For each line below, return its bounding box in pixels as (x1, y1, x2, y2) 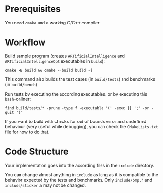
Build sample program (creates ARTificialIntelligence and (5, 53, 125, 59)
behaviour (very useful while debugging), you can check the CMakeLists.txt (5, 123, 158, 129)
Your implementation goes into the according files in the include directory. (5, 162, 155, 168)
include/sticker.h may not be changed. (5, 182, 86, 188)
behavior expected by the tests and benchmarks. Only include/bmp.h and (5, 177, 153, 183)
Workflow (5, 37, 46, 48)
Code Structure (5, 146, 69, 157)
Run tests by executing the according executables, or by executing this (5, 91, 148, 96)
